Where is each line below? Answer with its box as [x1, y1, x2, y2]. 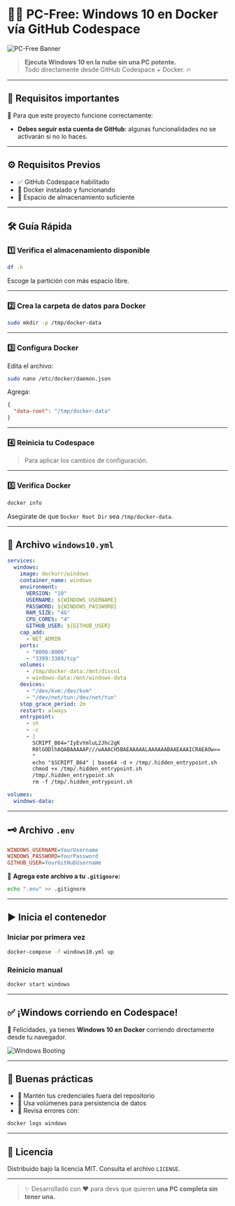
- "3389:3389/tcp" [25, 655, 80, 662]
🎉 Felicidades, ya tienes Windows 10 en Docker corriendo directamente [7, 1025, 215, 1034]
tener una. [24, 1193, 56, 1201]
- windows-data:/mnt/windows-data [25, 674, 127, 681]
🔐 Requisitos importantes [7, 92, 120, 104]
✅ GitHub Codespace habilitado [17, 178, 110, 186]
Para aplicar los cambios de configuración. [24, 456, 148, 464]
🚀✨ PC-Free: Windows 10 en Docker [7, 6, 218, 22]
